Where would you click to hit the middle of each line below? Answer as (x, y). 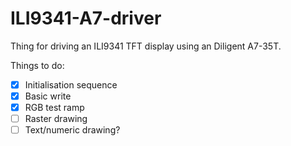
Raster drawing (56, 119)
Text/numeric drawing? (72, 130)
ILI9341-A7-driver (86, 18)
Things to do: (37, 65)
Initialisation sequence (71, 84)
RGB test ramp (54, 108)
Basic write (48, 96)
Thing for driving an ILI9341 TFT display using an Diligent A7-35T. (146, 46)
